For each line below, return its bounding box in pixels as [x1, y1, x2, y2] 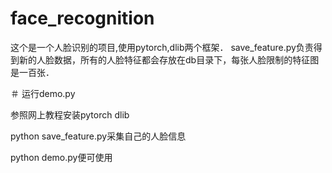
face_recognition [10, 7, 155, 30]
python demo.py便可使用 [10, 151, 113, 163]
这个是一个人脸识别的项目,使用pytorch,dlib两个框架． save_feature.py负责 [10, 41, 314, 53]
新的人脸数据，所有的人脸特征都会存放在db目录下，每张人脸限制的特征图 [18, 53, 320, 66]
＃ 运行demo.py [10, 87, 76, 99]
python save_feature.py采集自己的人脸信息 [10, 130, 187, 142]
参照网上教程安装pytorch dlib [10, 108, 130, 121]
